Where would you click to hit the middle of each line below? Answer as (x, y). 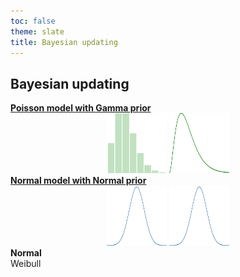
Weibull (26, 264)
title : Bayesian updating (64, 42)
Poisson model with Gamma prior (81, 108)
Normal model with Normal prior (78, 181)
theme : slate (37, 31)
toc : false (33, 21)
